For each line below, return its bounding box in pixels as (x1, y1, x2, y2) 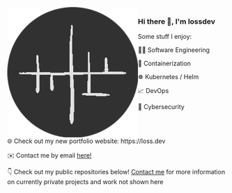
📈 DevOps (138, 87, 169, 95)
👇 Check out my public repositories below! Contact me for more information (7, 168, 225, 176)
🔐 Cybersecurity (138, 103, 185, 111)
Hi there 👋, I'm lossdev (138, 17, 216, 26)
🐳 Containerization (138, 59, 192, 68)
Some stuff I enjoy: (138, 33, 192, 41)
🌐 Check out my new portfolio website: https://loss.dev (7, 137, 166, 145)
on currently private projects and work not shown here (7, 178, 164, 186)
